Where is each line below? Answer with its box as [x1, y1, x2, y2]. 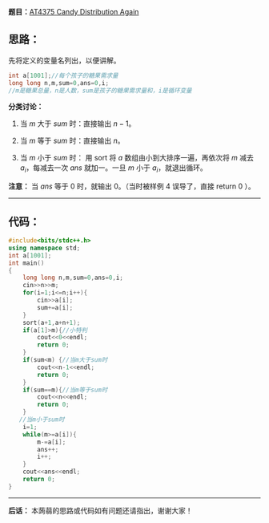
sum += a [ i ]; [37, 303, 74, 311]
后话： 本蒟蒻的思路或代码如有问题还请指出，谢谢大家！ [8, 505, 193, 515]
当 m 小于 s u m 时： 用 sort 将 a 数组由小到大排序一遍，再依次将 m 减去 [19, 153, 255, 163]
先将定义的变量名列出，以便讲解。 [8, 55, 121, 65]
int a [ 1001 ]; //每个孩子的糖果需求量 [8, 71, 118, 79]
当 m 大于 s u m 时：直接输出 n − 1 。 [19, 119, 136, 128]
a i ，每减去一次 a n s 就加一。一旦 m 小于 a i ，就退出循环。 [19, 163, 207, 175]
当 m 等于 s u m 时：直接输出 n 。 [19, 136, 125, 146]
